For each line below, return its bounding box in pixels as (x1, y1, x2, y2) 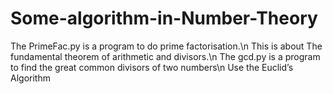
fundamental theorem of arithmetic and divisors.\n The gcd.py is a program (10, 50, 321, 62)
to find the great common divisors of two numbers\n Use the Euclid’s (10, 61, 294, 73)
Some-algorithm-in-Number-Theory (10, 7, 318, 30)
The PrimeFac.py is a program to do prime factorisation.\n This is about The (10, 40, 323, 52)
